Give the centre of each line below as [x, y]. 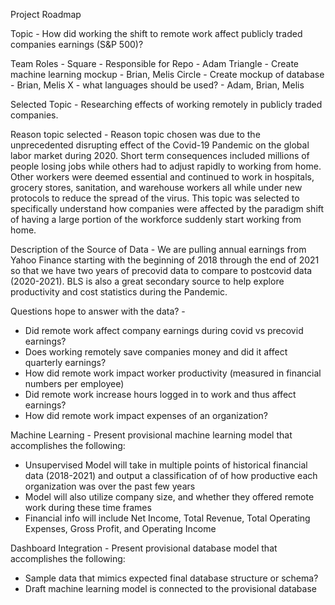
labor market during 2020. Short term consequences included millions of [160, 155]
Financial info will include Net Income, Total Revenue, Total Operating [167, 518]
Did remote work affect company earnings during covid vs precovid [164, 330]
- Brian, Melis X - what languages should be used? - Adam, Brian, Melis [157, 85]
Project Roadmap [46, 14]
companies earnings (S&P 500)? [77, 44]
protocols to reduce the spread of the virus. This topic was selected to [155, 198]
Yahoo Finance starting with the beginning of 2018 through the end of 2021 [165, 260]
